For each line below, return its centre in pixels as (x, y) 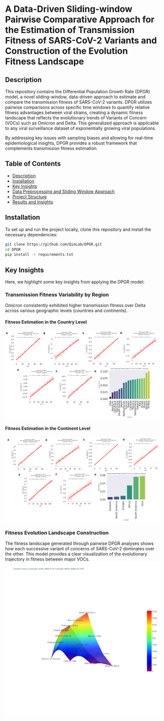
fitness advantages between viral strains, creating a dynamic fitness (74, 113)
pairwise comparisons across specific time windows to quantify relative (77, 107)
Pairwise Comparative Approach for (80, 19)
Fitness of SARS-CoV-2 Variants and (81, 41)
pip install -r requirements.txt (39, 255)
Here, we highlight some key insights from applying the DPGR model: (75, 282)
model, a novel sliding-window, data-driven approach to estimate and (75, 97)
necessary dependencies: (31, 234)
